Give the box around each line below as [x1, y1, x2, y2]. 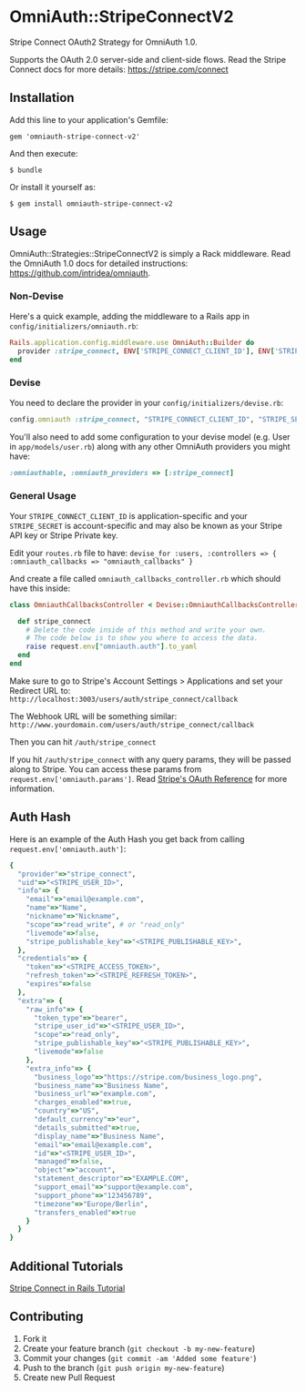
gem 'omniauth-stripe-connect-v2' [9, 132, 141, 141]
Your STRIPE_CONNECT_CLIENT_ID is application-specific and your [9, 510, 248, 521]
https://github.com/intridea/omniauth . [9, 267, 151, 279]
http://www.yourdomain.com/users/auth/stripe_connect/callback [9, 720, 255, 729]
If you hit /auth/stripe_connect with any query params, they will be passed [9, 754, 291, 765]
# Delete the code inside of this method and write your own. [25, 625, 267, 635]
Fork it [22, 1333, 47, 1344]
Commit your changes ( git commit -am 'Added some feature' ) [22, 1352, 257, 1363]
